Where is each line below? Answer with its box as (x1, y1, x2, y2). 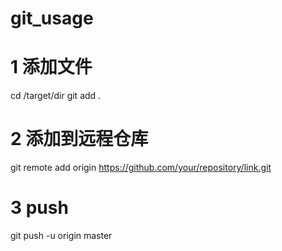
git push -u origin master (10, 230, 113, 241)
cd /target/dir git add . (10, 90, 102, 102)
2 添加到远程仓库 (10, 128, 149, 151)
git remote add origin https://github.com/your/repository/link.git (10, 162, 272, 174)
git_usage (10, 7, 94, 30)
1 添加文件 (10, 56, 93, 79)
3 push (10, 197, 69, 219)
